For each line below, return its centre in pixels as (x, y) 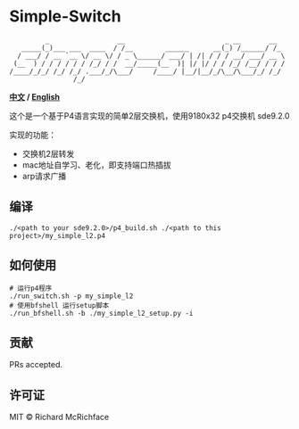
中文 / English (35, 96)
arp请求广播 (44, 176)
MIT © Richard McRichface (59, 417)
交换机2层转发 (48, 153)
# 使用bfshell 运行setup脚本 (59, 305)
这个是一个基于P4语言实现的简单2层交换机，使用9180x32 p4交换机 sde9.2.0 (149, 115)
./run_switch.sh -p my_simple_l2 (71, 296)
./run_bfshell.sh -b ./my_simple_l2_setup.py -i (101, 313)
